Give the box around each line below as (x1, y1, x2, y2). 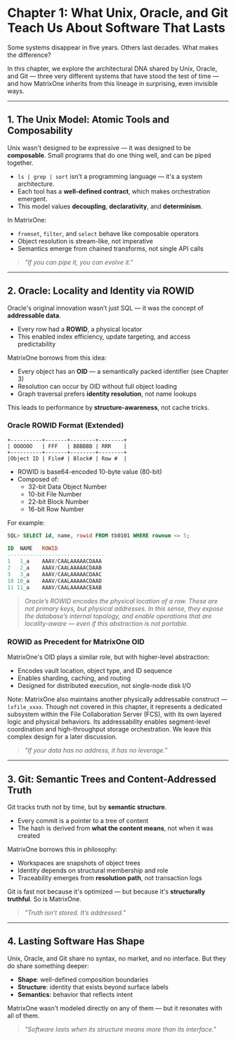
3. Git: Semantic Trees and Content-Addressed (7, 773, 216, 785)
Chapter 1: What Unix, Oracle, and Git (7, 5, 228, 21)
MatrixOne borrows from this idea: (7, 353, 107, 362)
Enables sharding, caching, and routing (17, 674, 131, 682)
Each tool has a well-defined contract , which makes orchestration (17, 187, 211, 195)
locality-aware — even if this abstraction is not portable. (24, 619, 188, 627)
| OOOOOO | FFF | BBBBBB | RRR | (7, 442, 128, 450)
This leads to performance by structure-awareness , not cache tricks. (7, 403, 210, 411)
